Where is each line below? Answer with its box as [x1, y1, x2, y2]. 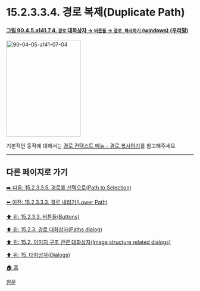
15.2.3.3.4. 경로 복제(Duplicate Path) [6, 5, 186, 19]
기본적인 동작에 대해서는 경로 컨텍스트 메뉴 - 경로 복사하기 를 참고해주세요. [6, 142, 177, 149]
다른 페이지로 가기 [6, 167, 68, 177]
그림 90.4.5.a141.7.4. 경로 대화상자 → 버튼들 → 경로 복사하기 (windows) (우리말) [6, 26, 189, 33]
